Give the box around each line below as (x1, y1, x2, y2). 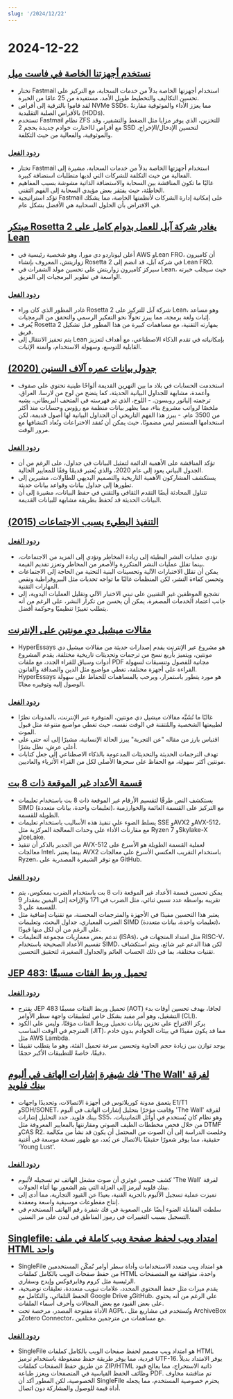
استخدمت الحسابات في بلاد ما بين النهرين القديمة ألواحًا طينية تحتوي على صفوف (17, 381, 225, 390)
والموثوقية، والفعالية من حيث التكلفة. (17, 130, 113, 139)
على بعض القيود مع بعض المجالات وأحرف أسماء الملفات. (17, 1299, 164, 1307)
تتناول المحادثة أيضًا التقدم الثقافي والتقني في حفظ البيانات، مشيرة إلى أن (17, 488, 207, 497)
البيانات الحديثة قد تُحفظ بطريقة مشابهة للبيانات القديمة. (17, 495, 162, 504)
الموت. (17, 728, 37, 736)
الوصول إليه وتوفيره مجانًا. (17, 680, 85, 688)
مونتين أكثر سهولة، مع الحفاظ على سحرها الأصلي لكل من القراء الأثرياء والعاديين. (17, 757, 226, 765)
